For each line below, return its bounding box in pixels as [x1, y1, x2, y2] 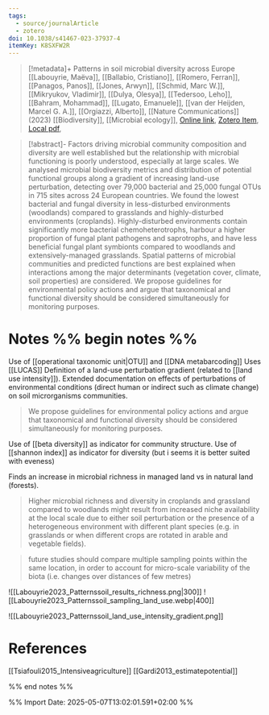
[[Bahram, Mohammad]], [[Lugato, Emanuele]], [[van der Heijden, [27, 98, 246, 108]
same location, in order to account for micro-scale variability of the [27, 563, 250, 572]
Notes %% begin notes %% [8, 330, 198, 349]
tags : [8, 11, 27, 20]
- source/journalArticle [15, 19, 99, 27]
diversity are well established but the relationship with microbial [27, 148, 239, 158]
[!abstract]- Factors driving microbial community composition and [27, 139, 247, 149]
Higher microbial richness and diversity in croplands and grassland [27, 496, 250, 506]
